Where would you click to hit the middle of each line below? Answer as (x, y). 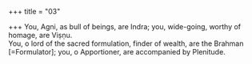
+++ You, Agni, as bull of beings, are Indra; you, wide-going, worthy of (125, 26)
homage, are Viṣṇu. (40, 35)
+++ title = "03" (34, 11)
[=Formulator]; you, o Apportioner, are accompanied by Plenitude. (117, 52)
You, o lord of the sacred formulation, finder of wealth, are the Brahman (126, 43)
